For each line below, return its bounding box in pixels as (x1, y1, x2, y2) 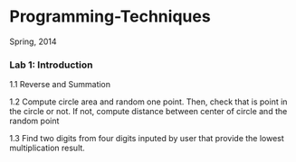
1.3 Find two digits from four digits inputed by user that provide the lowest (9, 133, 285, 144)
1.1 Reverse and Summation (9, 79, 111, 90)
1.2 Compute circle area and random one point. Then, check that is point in (9, 96, 288, 107)
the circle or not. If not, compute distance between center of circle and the (9, 106, 288, 117)
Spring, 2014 (9, 36, 57, 47)
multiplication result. (9, 142, 86, 154)
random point (9, 115, 60, 127)
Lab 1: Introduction (9, 58, 93, 71)
